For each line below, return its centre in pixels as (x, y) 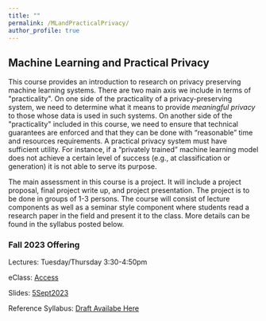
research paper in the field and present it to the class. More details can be (129, 216)
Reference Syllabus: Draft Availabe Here (74, 308)
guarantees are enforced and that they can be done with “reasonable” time (131, 133)
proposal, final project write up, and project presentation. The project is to (129, 190)
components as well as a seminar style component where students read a (129, 207)
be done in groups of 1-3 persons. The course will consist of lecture (119, 199)
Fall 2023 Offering (44, 245)
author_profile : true (44, 30)
